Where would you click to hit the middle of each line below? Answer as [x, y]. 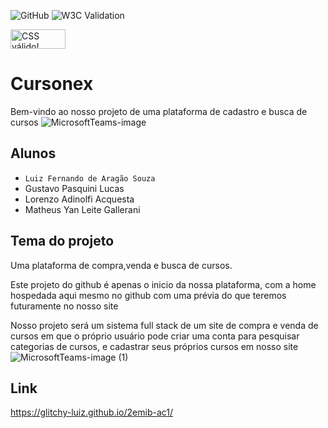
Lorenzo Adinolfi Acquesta [79, 199]
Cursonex [52, 84]
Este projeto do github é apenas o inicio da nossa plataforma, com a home [163, 284]
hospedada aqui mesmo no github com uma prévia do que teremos [148, 295]
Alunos [33, 153]
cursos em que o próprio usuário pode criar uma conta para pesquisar [155, 336]
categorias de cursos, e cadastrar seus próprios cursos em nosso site [154, 346]
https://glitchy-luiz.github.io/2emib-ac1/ [92, 412]
